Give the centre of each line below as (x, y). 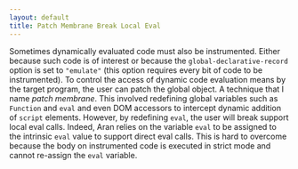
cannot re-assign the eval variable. (73, 155)
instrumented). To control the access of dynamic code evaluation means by (148, 79)
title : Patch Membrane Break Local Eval (85, 26)
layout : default (39, 17)
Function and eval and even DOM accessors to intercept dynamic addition (145, 108)
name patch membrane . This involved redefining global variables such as (144, 98)
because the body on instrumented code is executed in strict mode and (140, 145)
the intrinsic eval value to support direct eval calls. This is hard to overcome (148, 136)
